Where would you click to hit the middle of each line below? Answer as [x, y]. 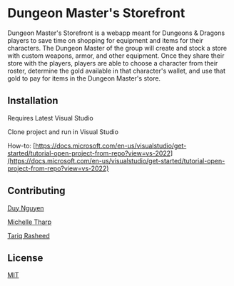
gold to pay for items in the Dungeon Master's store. [84, 78]
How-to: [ [21, 145]
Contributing [36, 191]
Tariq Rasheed [29, 235]
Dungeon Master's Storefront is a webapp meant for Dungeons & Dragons [116, 33]
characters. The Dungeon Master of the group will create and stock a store [117, 48]
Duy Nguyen [26, 208]
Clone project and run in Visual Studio [63, 132]
